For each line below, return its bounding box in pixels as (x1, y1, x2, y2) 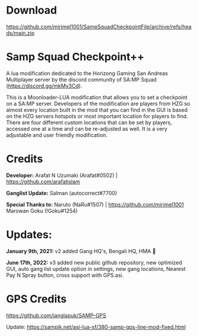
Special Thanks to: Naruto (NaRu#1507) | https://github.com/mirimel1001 (6, 201, 184, 208)
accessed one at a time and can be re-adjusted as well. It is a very (6, 125, 167, 132)
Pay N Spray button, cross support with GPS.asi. (6, 272, 124, 279)
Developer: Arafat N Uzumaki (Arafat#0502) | (6, 172, 118, 179)
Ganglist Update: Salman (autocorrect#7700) (6, 189, 117, 196)
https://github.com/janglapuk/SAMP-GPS (6, 312, 106, 319)
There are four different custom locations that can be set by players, (6, 119, 173, 126)
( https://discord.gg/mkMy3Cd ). (6, 82, 83, 89)
